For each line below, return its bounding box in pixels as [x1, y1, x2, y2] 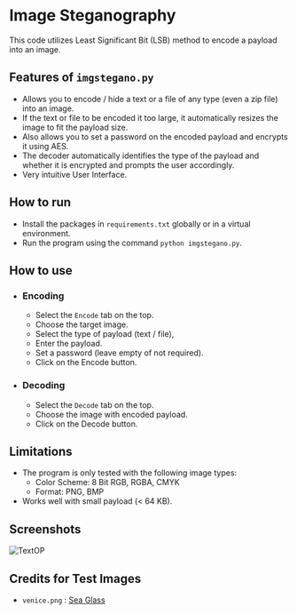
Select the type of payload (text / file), [35, 329, 175, 339]
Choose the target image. [35, 319, 129, 330]
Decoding [21, 379, 66, 392]
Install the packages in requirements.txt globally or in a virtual [21, 219, 251, 229]
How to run [9, 195, 72, 210]
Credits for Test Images [9, 570, 142, 586]
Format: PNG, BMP [35, 486, 105, 498]
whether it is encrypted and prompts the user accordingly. [21, 159, 235, 170]
